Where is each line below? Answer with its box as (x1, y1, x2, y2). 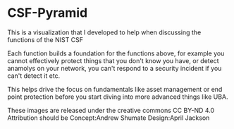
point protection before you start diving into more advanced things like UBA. (7, 93, 228, 101)
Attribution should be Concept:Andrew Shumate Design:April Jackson (7, 114, 210, 122)
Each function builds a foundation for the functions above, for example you (7, 49, 225, 57)
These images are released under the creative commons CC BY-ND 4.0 (7, 106, 215, 114)
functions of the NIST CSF (7, 35, 83, 43)
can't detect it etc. (7, 72, 61, 80)
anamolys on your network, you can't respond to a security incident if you (7, 64, 222, 72)
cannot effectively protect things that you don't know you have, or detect (7, 56, 220, 64)
